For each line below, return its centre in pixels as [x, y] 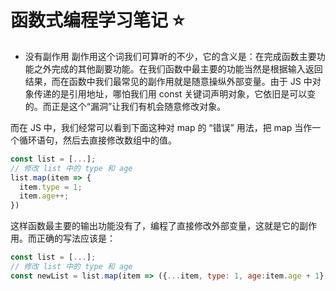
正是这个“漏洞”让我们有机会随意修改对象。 [139, 106]
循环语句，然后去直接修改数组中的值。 [97, 140]
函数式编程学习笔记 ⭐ [97, 20]
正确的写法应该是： [76, 238]
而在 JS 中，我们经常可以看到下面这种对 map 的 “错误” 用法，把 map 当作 [161, 127]
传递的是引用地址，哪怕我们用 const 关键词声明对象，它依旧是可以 [170, 93]
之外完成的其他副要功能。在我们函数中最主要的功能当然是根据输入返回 [178, 68]
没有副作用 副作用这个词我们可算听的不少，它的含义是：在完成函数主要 [170, 56]
